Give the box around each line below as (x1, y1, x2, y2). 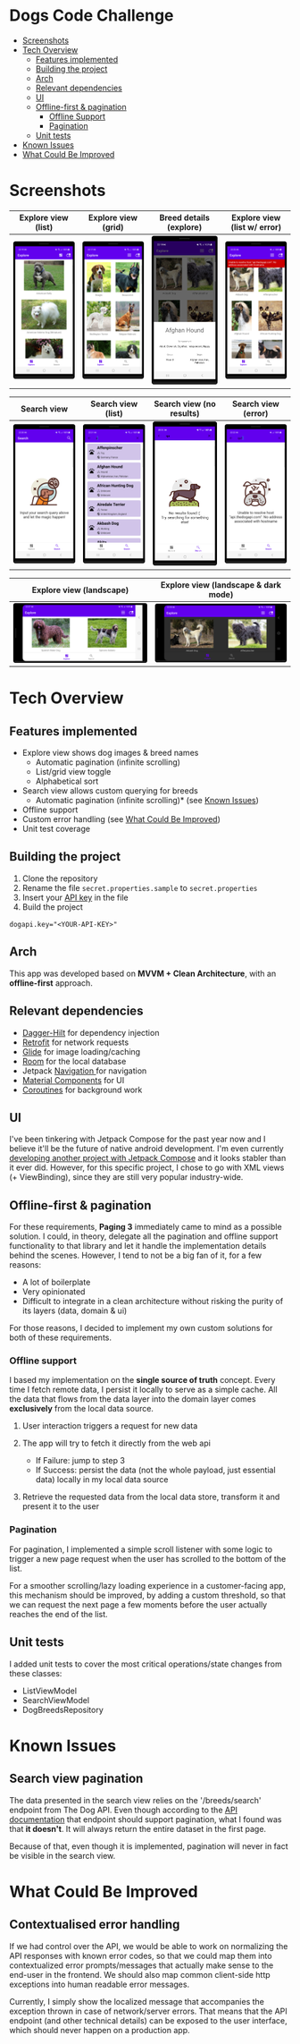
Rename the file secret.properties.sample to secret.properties (21, 882, 258, 893)
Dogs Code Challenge (9, 5, 174, 26)
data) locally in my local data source (35, 1474, 169, 1485)
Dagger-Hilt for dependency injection (21, 1027, 160, 1038)
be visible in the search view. (9, 1850, 116, 1861)
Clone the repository (21, 873, 98, 884)
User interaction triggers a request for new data (21, 1421, 198, 1431)
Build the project (21, 901, 83, 912)
